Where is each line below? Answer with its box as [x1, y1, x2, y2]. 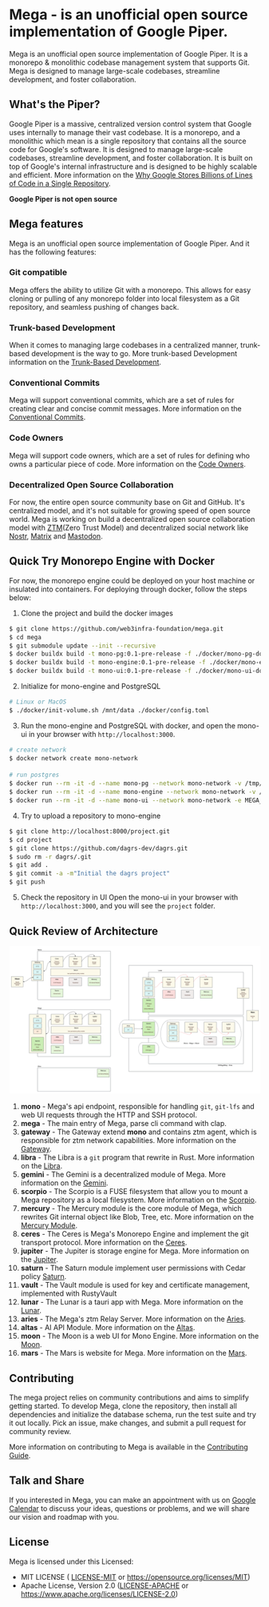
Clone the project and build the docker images [20, 608, 174, 618]
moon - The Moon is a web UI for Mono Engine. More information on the [20, 1331, 259, 1341]
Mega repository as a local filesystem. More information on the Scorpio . [20, 1195, 257, 1205]
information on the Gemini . [20, 1178, 109, 1188]
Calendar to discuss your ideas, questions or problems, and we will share [9, 1503, 250, 1513]
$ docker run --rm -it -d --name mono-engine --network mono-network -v [9, 788, 256, 796]
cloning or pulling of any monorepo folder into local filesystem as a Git [9, 294, 240, 303]
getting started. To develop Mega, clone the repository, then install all [9, 1401, 238, 1411]
